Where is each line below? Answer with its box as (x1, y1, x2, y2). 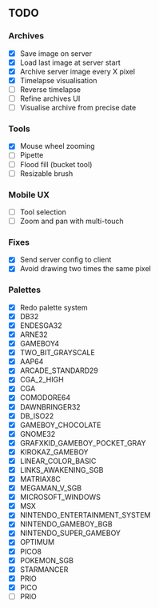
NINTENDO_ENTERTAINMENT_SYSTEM (19, 510, 151, 520)
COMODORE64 (19, 393, 71, 402)
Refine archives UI (19, 94, 81, 103)
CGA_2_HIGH (19, 375, 64, 385)
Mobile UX (8, 189, 50, 200)
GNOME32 (19, 429, 56, 438)
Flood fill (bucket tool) (19, 159, 93, 169)
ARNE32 (19, 330, 48, 339)
